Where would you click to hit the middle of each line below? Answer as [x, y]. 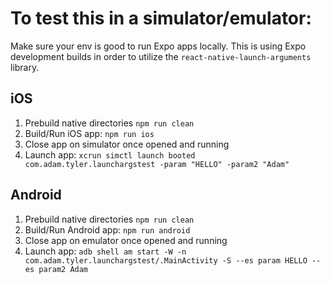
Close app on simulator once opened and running [127, 144]
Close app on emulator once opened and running [126, 240]
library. [25, 67]
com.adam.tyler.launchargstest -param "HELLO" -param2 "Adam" [157, 164]
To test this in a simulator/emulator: [161, 18]
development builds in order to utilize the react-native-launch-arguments [161, 56]
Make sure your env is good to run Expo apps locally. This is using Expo [158, 46]
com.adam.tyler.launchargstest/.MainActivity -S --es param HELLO [166, 260]
